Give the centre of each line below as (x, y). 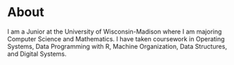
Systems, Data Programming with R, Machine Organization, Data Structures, (117, 46)
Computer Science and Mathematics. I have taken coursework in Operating (116, 38)
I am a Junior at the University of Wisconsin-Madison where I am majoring (115, 31)
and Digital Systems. (37, 54)
